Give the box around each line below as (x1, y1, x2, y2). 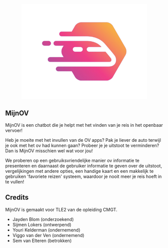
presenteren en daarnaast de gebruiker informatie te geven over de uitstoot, (5, 162, 162, 169)
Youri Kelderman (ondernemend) (12, 227, 81, 233)
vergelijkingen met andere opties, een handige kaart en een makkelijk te (5, 168, 154, 174)
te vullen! (5, 178, 24, 184)
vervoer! (5, 127, 23, 133)
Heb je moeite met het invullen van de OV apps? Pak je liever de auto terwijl (5, 137, 161, 143)
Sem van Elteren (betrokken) (12, 237, 72, 243)
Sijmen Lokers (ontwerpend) (12, 221, 72, 227)
